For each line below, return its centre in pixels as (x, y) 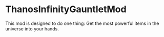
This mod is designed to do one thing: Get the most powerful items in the (82, 23)
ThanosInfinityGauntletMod (66, 9)
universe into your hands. (32, 28)
